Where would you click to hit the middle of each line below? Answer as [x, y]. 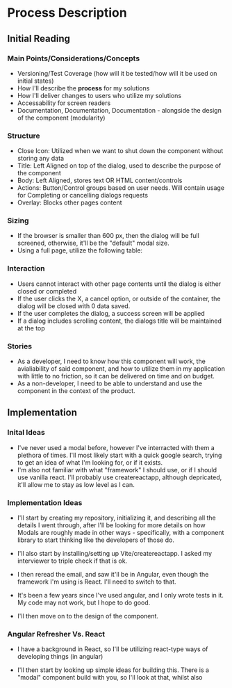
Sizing [18, 221]
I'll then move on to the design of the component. [88, 616]
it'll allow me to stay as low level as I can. [76, 484]
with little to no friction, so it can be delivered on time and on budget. [116, 376]
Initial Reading [39, 39]
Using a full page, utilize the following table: [80, 250]
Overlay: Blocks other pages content [69, 202]
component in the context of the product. [76, 391]
